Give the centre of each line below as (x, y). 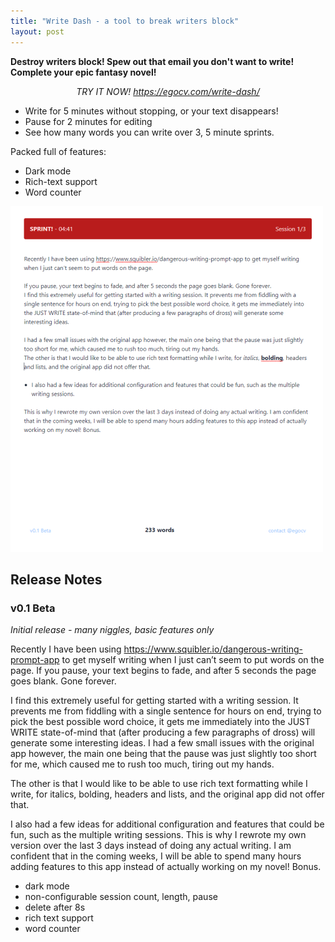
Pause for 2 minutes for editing (88, 121)
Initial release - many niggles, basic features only (112, 630)
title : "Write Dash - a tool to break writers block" (125, 21)
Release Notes (56, 579)
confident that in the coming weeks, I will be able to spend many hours (156, 856)
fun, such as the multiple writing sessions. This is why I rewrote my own (158, 835)
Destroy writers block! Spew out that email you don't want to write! (152, 61)
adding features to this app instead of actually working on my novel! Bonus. (166, 867)
